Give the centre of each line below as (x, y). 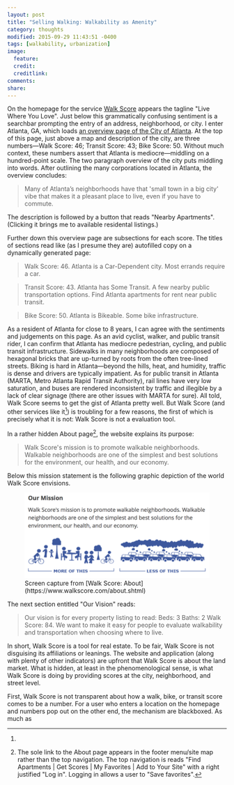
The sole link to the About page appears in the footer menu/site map (115, 752)
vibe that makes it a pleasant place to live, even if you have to (112, 196)
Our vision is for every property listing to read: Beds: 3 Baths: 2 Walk (123, 618)
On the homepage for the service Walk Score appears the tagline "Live (109, 109)
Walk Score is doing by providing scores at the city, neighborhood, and (109, 676)
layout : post (26, 15)
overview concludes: (37, 176)
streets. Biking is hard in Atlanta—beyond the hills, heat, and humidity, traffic (117, 366)
